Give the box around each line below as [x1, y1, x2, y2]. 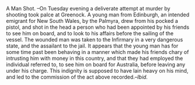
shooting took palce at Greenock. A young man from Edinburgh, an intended [6, 11, 190, 18]
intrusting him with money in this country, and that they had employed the [6, 55, 183, 62]
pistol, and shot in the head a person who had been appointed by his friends [6, 23, 190, 30]
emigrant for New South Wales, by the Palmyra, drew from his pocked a [6, 18, 178, 24]
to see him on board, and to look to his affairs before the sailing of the [6, 30, 174, 37]
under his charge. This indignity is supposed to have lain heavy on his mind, [6, 67, 189, 74]
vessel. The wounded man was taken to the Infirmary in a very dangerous [6, 36, 183, 43]
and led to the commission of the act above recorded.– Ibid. [6, 73, 148, 80]
